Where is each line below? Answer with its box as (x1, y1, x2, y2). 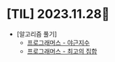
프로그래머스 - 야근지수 (26, 38, 90, 47)
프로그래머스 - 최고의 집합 (26, 47, 98, 55)
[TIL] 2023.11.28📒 (6, 6, 110, 22)
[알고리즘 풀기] (16, 30, 57, 38)
